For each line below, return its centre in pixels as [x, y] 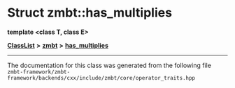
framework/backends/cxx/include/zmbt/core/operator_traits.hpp [101, 78]
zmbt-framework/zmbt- [39, 72]
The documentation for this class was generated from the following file [109, 65]
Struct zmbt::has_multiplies [90, 13]
